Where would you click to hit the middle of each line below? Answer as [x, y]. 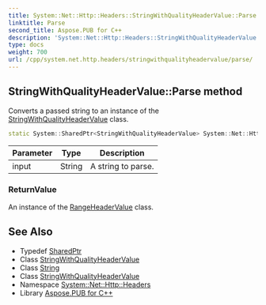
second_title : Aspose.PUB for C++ [65, 30]
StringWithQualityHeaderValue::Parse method [125, 92]
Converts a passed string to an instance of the [84, 111]
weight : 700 [28, 52]
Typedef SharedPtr [51, 250]
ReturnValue [32, 190]
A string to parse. [122, 166]
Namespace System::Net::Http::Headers [85, 284]
